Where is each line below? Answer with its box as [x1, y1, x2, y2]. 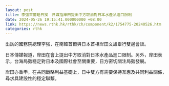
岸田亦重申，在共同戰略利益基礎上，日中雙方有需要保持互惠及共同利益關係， [5, 69, 167, 75]
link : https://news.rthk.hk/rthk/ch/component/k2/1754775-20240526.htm [5, 21, 161, 27]
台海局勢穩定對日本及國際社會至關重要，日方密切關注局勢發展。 [14, 58, 149, 64]
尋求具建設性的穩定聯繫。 [5, 75, 59, 81]
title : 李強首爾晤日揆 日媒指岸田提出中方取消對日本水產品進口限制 [5, 12, 132, 17]
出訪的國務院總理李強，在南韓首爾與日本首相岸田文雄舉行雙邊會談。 [5, 41, 149, 47]
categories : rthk [5, 26, 43, 32]
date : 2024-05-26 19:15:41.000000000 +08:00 [5, 17, 102, 22]
